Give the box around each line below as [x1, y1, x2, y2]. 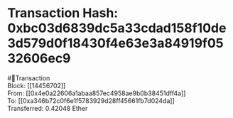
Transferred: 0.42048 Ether [7, 104, 88, 112]
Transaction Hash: [7, 5, 119, 21]
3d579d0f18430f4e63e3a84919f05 [7, 36, 224, 51]
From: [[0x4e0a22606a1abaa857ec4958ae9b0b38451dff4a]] [7, 89, 186, 97]
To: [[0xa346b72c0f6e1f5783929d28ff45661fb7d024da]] [7, 96, 175, 104]
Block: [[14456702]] [7, 81, 66, 90]
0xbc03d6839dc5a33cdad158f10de [7, 20, 227, 36]
